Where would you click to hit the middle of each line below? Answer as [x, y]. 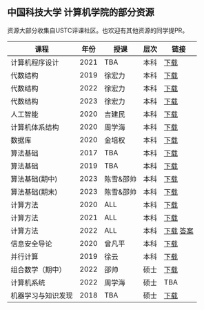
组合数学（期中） [39, 269]
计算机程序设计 [35, 62]
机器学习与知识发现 [42, 296]
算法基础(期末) [34, 192]
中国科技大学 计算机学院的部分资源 [81, 12]
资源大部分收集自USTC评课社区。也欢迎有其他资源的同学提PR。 [98, 30]
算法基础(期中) [34, 179]
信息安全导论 [32, 244]
